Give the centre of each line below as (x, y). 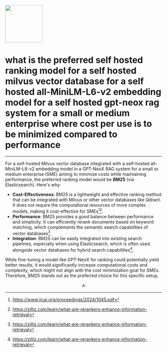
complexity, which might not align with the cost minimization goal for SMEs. (83, 270)
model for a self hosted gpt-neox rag (82, 103)
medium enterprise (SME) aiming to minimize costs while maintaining (76, 174)
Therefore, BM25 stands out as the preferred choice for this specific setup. (82, 275)
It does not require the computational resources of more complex (79, 205)
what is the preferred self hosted (74, 60)
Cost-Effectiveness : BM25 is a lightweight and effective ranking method (87, 194)
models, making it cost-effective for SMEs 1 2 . (58, 211)
